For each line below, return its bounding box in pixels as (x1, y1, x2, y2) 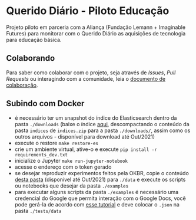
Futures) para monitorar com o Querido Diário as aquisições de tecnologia (6, 29, 186, 37)
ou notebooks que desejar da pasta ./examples (14, 182, 129, 189)
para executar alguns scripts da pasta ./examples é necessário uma (14, 188, 179, 195)
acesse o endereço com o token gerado (14, 163, 112, 170)
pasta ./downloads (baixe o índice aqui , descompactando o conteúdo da (14, 120, 190, 127)
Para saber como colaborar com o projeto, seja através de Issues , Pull (6, 69, 176, 76)
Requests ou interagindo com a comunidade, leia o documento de (6, 75, 166, 82)
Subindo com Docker (6, 98, 85, 109)
